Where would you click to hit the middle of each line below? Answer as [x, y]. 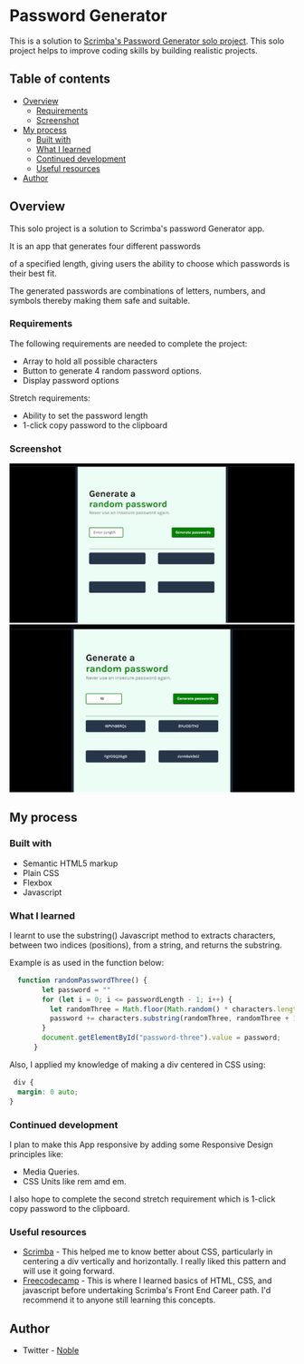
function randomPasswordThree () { [82, 980]
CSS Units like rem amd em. [74, 1181]
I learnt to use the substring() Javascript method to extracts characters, [142, 935]
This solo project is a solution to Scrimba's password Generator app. [137, 229]
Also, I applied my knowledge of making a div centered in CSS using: [138, 1064]
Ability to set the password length [85, 415]
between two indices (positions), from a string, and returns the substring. [146, 945]
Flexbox [37, 882]
